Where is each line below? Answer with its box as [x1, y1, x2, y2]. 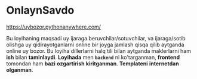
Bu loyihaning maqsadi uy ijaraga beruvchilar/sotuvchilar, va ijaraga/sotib [6, 34, 186, 42]
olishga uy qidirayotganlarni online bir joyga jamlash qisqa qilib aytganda [6, 41, 184, 48]
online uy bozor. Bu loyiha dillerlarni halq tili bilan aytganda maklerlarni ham [6, 47, 191, 54]
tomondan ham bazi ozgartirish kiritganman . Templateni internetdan [6, 60, 179, 67]
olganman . [6, 66, 33, 73]
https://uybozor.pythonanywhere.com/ [6, 23, 101, 30]
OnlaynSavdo [6, 4, 75, 17]
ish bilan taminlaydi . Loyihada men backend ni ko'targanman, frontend [6, 53, 180, 61]
